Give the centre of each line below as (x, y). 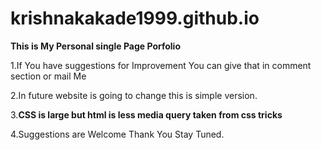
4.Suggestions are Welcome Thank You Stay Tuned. (117, 134)
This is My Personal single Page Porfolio (95, 46)
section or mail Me (48, 76)
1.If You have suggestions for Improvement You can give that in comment (161, 65)
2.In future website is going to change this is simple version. (134, 95)
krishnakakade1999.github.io (135, 18)
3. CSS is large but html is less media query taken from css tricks (146, 114)
